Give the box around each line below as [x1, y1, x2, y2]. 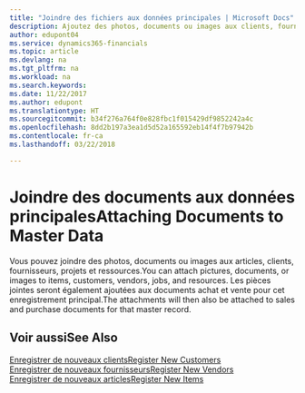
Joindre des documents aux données [9, 187, 295, 207]
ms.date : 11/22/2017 [9, 89, 88, 98]
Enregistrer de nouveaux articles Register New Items [9, 373, 204, 384]
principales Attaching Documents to [9, 206, 284, 227]
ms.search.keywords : [9, 81, 88, 90]
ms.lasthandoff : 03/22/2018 [9, 140, 116, 149]
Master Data [9, 225, 104, 246]
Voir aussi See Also [9, 330, 118, 346]
